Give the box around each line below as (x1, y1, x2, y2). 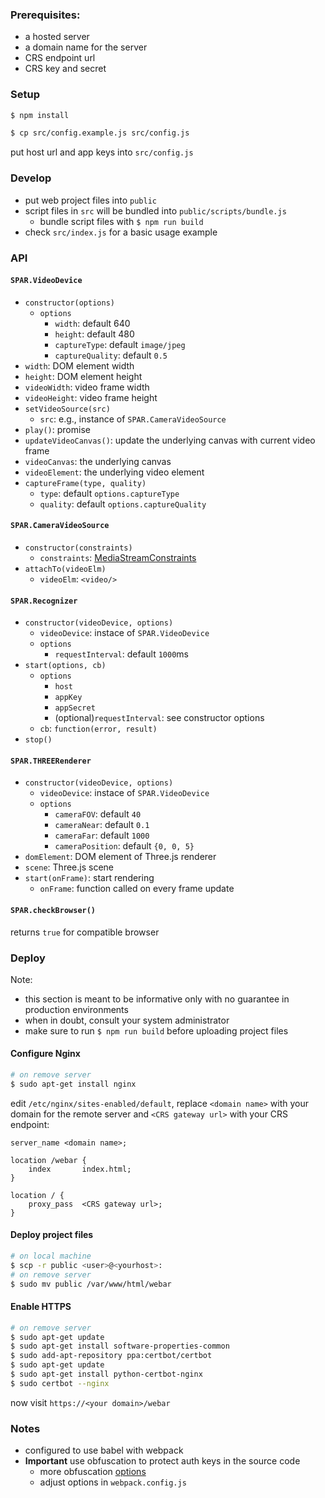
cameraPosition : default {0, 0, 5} (54, 840, 195, 852)
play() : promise (24, 423, 91, 435)
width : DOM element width (24, 359, 135, 372)
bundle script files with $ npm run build (39, 215, 204, 227)
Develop (10, 171, 52, 185)
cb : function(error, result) (39, 723, 158, 735)
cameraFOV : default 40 (54, 808, 142, 820)
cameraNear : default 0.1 (54, 819, 150, 831)
